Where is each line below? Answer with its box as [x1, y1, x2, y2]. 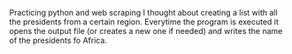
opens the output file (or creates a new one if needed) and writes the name [9, 26, 283, 36]
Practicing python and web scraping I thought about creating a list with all [9, 8, 278, 17]
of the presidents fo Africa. [9, 35, 108, 45]
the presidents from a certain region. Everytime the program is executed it [9, 17, 279, 27]
